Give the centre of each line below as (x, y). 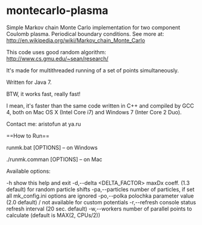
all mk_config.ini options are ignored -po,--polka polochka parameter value (100, 196)
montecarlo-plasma (57, 11)
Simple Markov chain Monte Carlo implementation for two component (93, 27)
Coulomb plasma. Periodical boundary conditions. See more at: (85, 33)
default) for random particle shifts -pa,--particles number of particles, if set (100, 189)
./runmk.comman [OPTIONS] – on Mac (54, 159)
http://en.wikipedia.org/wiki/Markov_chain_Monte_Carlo (76, 40)
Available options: (29, 171)
